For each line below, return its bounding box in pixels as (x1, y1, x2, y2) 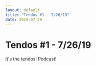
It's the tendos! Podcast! (5, 56, 57, 62)
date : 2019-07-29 (5, 17, 42, 22)
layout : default (5, 7, 40, 13)
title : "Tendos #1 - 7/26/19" (5, 12, 70, 17)
